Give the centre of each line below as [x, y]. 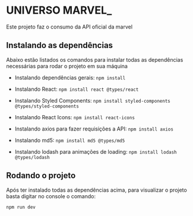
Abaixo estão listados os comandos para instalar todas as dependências [95, 59]
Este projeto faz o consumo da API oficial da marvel [69, 27]
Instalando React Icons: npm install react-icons [75, 117]
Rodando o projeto [41, 176]
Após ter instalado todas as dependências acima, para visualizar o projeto [96, 190]
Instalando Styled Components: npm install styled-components [92, 100]
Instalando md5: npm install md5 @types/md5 [70, 140]
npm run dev [21, 207]
